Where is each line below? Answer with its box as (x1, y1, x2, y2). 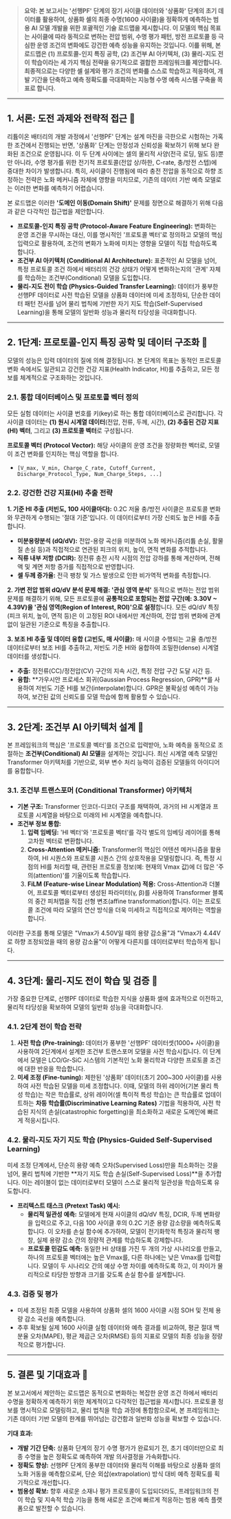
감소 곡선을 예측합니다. (24, 1315, 86, 1323)
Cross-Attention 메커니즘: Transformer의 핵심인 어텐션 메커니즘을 (27, 845, 209, 854)
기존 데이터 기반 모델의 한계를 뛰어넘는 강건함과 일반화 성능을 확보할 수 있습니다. (7, 1414, 222, 1423)
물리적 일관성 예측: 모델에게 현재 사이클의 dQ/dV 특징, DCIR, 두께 (27, 1210, 203, 1218)
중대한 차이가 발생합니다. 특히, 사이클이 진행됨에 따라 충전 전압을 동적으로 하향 (7, 167, 217, 175)
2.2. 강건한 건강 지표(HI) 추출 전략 (7, 488, 113, 497)
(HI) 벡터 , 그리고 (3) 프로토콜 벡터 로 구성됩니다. (7, 426, 134, 435)
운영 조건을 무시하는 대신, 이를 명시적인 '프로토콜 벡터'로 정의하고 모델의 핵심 (16, 230, 223, 238)
